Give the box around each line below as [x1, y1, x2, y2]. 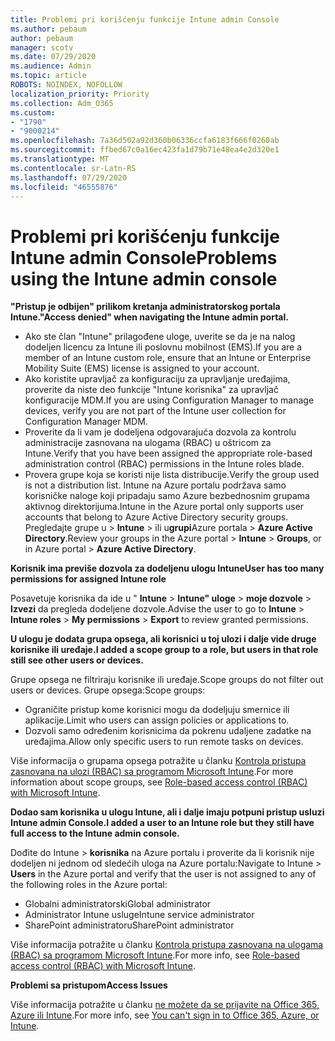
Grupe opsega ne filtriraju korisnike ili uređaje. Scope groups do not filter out [10, 674, 324, 686]
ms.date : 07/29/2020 [10, 52, 97, 62]
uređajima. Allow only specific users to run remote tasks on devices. [24, 736, 304, 748]
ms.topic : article [10, 71, 87, 81]
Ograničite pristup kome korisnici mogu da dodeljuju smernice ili [24, 704, 290, 716]
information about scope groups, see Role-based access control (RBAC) [10, 776, 308, 788]
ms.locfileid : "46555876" [10, 182, 118, 192]
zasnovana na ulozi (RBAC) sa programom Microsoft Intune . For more [10, 766, 294, 778]
